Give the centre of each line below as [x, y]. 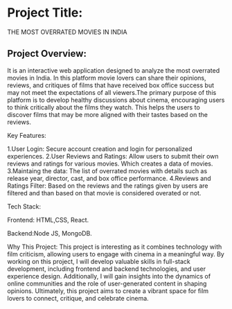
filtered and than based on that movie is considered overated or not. [104, 193]
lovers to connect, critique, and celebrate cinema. [78, 298]
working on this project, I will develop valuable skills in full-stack [99, 261]
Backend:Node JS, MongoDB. [50, 233]
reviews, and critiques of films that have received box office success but [111, 85]
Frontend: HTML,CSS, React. [48, 220]
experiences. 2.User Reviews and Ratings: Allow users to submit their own [113, 156]
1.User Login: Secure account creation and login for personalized [100, 149]
